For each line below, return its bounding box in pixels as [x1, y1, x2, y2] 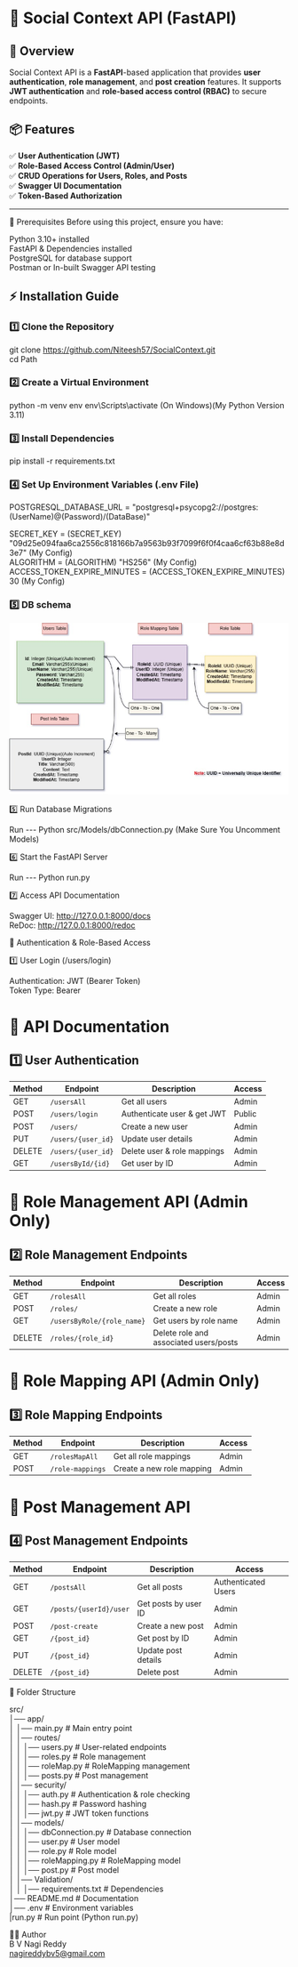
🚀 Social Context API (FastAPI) [9, 8, 237, 28]
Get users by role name [153, 1316, 238, 1326]
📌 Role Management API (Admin [9, 1192, 248, 1213]
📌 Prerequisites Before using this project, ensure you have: [9, 216, 223, 227]
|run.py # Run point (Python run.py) [9, 1912, 139, 1923]
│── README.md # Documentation [9, 1892, 139, 1903]
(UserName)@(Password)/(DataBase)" [9, 512, 151, 522]
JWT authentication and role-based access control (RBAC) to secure [9, 86, 268, 96]
